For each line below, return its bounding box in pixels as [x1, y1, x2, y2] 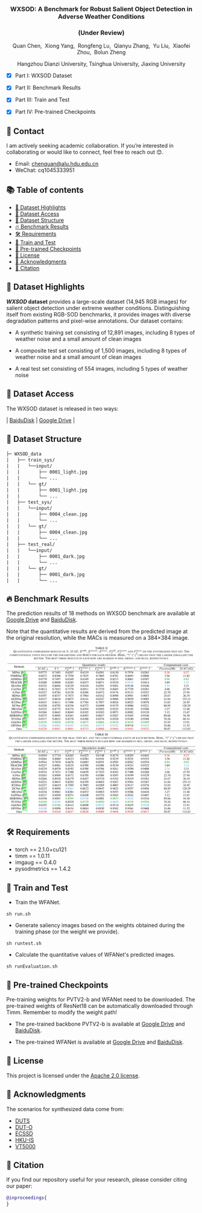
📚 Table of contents [6, 184, 84, 195]
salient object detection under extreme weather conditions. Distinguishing [6, 304, 190, 312]
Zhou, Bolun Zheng [77, 49, 126, 56]
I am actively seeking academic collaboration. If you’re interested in [6, 142, 174, 150]
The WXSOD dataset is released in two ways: [6, 405, 119, 412]
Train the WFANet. [14, 899, 61, 906]
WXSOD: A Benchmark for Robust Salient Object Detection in [10, 5, 193, 13]
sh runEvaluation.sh [6, 963, 58, 969]
